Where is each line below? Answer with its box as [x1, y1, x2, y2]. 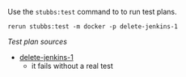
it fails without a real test [31, 61, 114, 71]
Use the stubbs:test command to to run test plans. [7, 7, 177, 16]
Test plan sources [7, 36, 68, 46]
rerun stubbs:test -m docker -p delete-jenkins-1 [7, 23, 179, 31]
